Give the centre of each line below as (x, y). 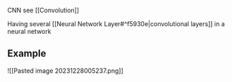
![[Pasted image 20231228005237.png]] (65, 71)
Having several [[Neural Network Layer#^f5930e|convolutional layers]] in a (116, 24)
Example (27, 53)
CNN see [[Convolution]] (43, 10)
